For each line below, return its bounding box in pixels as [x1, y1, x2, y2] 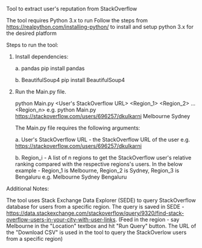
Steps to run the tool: [6, 42, 58, 48]
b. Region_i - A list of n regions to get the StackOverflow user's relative [14, 154, 192, 161]
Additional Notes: [6, 185, 49, 192]
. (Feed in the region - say [115, 216, 180, 223]
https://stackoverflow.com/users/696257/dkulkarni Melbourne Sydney [14, 113, 191, 119]
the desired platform [6, 30, 57, 37]
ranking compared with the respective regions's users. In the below [14, 161, 183, 168]
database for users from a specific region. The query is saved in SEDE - [6, 203, 185, 210]
